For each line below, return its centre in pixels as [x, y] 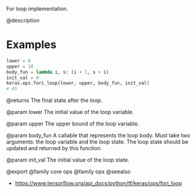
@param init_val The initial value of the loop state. [68, 160]
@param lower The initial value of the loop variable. [70, 112]
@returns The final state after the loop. [54, 100]
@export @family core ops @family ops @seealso [68, 172]
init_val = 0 [23, 78]
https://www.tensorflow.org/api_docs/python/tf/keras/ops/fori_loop [98, 183]
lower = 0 [19, 61]
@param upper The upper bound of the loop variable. [73, 124]
